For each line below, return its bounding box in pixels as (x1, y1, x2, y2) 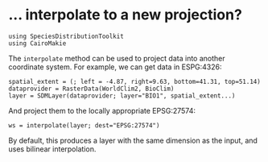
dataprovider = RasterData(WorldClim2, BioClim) (8, 85, 175, 93)
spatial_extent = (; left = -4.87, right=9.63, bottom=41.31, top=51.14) (8, 77, 262, 85)
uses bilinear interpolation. (8, 143, 97, 154)
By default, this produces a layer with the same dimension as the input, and (8, 135, 258, 145)
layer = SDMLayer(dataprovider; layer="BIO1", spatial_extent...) (8, 91, 236, 100)
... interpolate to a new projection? (8, 6, 243, 24)
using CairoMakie (8, 39, 67, 48)
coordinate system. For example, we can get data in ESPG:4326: (8, 62, 222, 72)
